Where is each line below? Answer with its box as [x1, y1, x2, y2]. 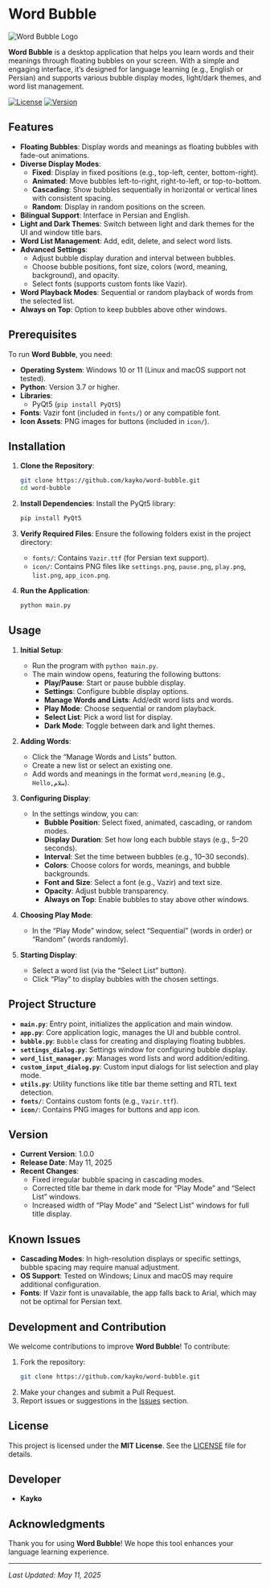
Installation [8, 439, 66, 453]
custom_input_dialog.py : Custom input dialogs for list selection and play [19, 1062, 259, 1071]
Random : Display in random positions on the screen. [31, 202, 207, 211]
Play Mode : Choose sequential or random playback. [43, 703, 217, 713]
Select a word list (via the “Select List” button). [31, 965, 187, 975]
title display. [31, 1209, 72, 1219]
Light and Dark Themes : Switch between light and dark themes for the [19, 218, 255, 228]
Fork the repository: [19, 1357, 86, 1366]
